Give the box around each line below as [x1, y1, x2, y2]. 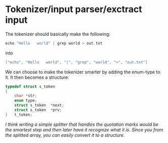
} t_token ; [5, 112, 33, 117]
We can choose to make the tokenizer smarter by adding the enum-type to [5, 69, 160, 75]
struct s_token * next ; [14, 103, 65, 108]
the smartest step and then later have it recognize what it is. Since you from [5, 126, 163, 132]
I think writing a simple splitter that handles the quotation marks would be [5, 121, 159, 127]
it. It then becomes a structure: [5, 74, 69, 80]
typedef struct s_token [5, 84, 55, 89]
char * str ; [14, 93, 37, 99]
